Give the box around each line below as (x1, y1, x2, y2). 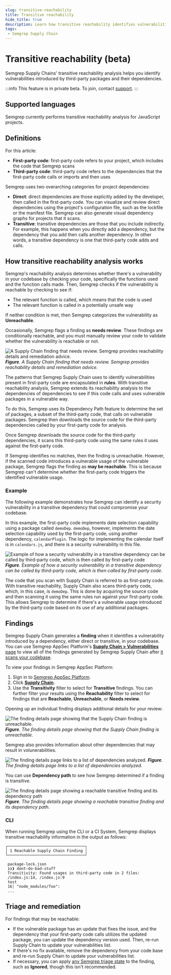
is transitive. (5, 778, 31, 784)
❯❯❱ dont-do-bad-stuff (7, 866, 56, 871)
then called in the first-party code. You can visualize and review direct (12, 199, 160, 205)
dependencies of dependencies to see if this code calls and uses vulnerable (5, 391, 165, 397)
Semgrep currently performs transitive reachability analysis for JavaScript (5, 113, 160, 120)
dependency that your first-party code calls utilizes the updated (12, 931, 147, 937)
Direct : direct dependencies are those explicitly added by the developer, (12, 193, 164, 200)
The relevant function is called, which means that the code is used (12, 297, 152, 303)
